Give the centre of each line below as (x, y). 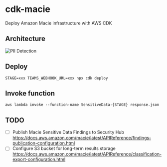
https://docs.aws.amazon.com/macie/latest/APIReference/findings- (82, 138)
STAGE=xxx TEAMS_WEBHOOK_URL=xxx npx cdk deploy (57, 78)
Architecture (25, 39)
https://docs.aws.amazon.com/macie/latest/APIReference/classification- (87, 154)
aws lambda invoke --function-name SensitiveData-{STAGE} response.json (82, 105)
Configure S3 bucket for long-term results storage (64, 148)
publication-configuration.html (44, 143)
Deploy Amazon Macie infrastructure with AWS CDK (59, 23)
